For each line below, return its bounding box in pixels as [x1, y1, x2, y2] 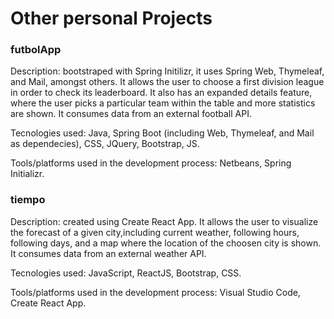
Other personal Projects [10, 7, 213, 30]
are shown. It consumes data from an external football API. [10, 108, 252, 120]
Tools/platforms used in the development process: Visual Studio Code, [10, 286, 301, 298]
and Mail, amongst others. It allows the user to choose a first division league [10, 76, 325, 88]
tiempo [10, 193, 46, 207]
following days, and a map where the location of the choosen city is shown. [10, 237, 322, 249]
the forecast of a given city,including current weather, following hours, [10, 226, 300, 238]
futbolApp [10, 43, 62, 57]
